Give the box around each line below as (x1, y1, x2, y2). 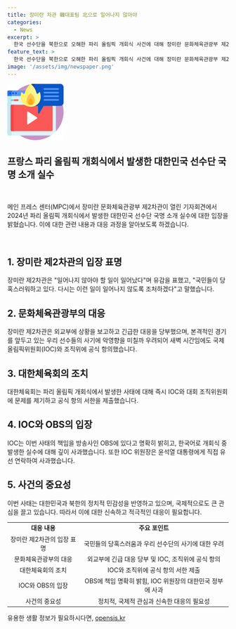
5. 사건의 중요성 (7, 479, 72, 491)
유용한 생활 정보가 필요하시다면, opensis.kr (7, 614, 126, 622)
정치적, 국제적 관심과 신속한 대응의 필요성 (98, 597, 210, 605)
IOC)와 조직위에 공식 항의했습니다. (43, 345, 138, 354)
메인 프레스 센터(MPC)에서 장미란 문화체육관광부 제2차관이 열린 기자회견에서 (7, 202, 218, 211)
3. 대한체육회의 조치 (7, 368, 88, 380)
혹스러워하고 (7, 285, 42, 293)
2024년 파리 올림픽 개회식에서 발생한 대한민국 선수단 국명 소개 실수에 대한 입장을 (7, 211, 229, 219)
